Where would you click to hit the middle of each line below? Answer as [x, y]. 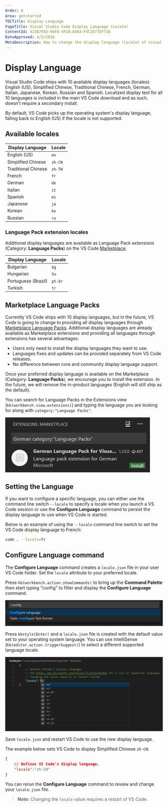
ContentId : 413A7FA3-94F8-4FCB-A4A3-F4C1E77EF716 [58, 32]
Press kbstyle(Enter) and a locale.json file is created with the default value [84, 634]
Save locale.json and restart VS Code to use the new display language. [79, 739]
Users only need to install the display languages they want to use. [80, 348]
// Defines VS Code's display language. [57, 764]
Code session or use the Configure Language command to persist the [78, 510]
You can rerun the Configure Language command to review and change [80, 784]
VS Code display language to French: [43, 530]
